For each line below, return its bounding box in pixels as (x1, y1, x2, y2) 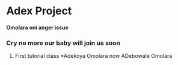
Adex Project (6, 4, 72, 18)
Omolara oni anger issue (6, 24, 69, 31)
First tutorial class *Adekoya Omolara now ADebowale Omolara (14, 52, 173, 60)
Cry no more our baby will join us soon (6, 39, 120, 47)
